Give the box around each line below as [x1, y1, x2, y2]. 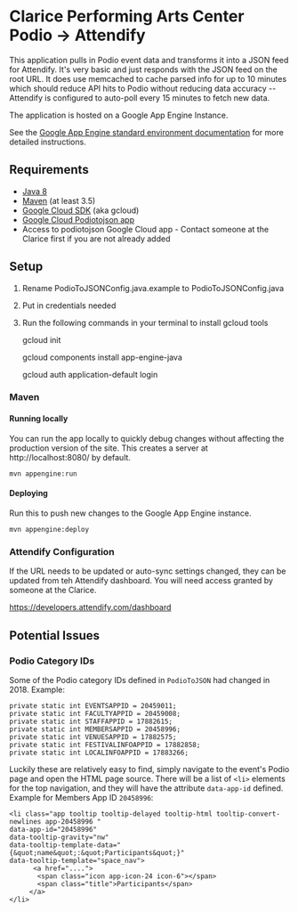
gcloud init [21, 334, 61, 345]
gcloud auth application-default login [21, 369, 158, 379]
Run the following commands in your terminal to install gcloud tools [21, 317, 269, 328]
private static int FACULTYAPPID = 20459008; [9, 709, 181, 718]
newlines [9, 817, 42, 826]
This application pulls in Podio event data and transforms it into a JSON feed [9, 54, 289, 65]
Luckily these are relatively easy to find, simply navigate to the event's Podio [9, 763, 290, 774]
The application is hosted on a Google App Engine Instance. [9, 110, 229, 120]
